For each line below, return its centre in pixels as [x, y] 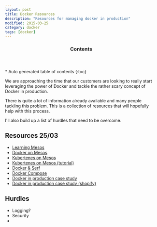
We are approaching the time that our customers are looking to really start [78, 81]
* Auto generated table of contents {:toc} [46, 71]
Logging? [21, 210]
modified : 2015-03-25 [27, 23]
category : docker [22, 28]
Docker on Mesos [29, 152]
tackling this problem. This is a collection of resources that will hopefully [77, 106]
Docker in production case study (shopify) [54, 183]
